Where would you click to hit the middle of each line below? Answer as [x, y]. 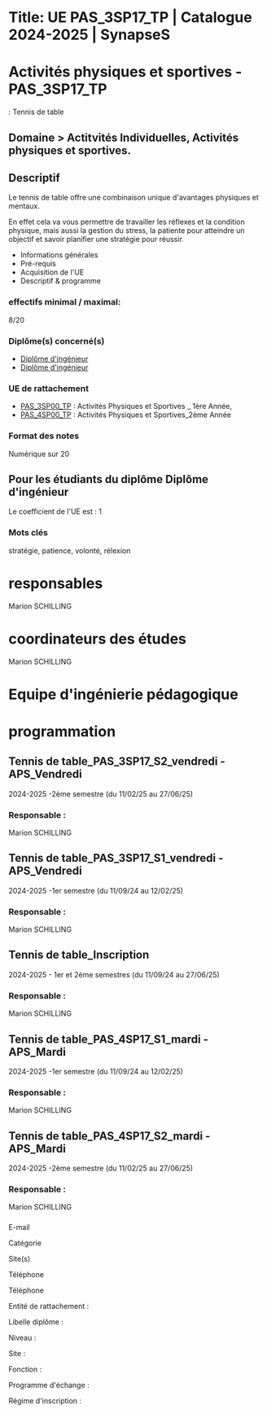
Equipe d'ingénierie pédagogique [123, 694]
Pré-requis [38, 264]
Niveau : [22, 1338]
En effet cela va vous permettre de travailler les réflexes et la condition [127, 222]
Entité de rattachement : [49, 1306]
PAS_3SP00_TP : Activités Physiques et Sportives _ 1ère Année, [126, 406]
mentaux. [24, 206]
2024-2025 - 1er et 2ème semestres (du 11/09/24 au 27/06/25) [114, 974]
